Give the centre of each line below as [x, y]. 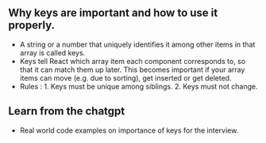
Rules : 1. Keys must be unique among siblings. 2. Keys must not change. [139, 86]
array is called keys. [52, 53]
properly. [32, 26]
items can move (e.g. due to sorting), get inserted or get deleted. [125, 77]
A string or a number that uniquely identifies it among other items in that [137, 44]
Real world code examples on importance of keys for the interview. [129, 130]
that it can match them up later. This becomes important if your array [132, 70]
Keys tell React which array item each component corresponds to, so [133, 61]
